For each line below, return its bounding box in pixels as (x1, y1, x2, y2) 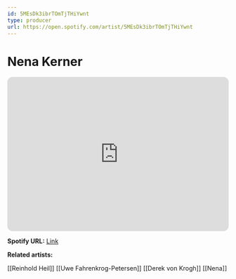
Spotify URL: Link (7, 237, 59, 245)
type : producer (7, 17, 52, 24)
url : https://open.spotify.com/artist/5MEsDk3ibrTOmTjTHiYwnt (7, 23, 193, 30)
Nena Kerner (7, 53, 83, 69)
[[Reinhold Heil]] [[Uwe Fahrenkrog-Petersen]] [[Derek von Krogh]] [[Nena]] (7, 264, 228, 273)
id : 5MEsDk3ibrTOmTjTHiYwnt (7, 10, 90, 18)
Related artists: (7, 250, 53, 259)
